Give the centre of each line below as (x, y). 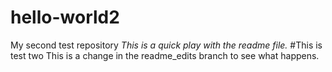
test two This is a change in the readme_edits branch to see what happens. (165, 55)
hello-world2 (65, 17)
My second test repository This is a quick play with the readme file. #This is (166, 45)
